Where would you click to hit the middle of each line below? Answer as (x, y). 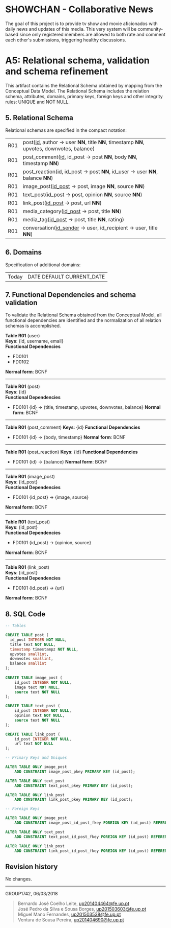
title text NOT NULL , (33, 644)
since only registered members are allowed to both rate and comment (93, 34)
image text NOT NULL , (37, 687)
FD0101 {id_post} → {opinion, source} (52, 543)
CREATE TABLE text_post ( (33, 706)
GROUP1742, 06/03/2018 (32, 894)
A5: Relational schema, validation (78, 61)
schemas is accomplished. (33, 326)
